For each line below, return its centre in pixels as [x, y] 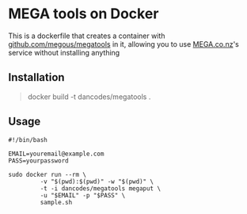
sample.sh [56, 202]
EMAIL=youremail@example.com [56, 154]
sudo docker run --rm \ [47, 174]
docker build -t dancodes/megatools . [89, 97]
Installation [36, 77]
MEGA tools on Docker [84, 14]
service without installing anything [64, 52]
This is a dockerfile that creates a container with [87, 36]
